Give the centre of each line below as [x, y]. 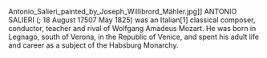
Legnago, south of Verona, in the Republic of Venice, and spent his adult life [133, 37]
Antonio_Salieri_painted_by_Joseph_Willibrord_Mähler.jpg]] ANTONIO [123, 12]
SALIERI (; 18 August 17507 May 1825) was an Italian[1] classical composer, [132, 20]
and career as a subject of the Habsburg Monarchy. [93, 45]
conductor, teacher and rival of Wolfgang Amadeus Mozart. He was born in [132, 28]
